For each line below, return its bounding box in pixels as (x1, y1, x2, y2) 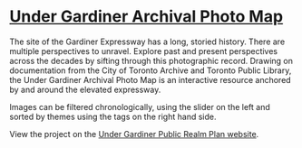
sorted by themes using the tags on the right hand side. (9, 111, 217, 122)
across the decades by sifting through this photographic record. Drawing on (9, 55, 293, 66)
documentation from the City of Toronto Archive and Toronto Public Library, (9, 65, 292, 76)
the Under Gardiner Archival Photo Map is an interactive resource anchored (9, 74, 292, 85)
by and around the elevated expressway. (9, 84, 161, 95)
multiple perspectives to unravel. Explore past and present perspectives (9, 45, 278, 56)
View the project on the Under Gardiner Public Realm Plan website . (9, 128, 259, 139)
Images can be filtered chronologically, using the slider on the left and (9, 101, 270, 112)
